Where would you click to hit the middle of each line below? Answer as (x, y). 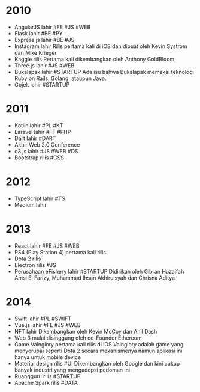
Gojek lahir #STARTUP (42, 84)
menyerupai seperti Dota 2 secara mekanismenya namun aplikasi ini (98, 351)
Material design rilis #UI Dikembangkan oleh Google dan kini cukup (97, 363)
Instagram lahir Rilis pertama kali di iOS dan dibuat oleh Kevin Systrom (101, 46)
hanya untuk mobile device (48, 357)
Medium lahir (31, 204)
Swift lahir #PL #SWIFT (43, 319)
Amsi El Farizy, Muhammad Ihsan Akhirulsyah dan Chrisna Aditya (94, 278)
